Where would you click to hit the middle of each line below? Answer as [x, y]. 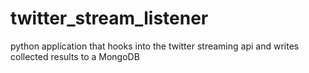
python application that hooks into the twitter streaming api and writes [155, 46]
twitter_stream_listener [109, 18]
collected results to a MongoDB [75, 56]
